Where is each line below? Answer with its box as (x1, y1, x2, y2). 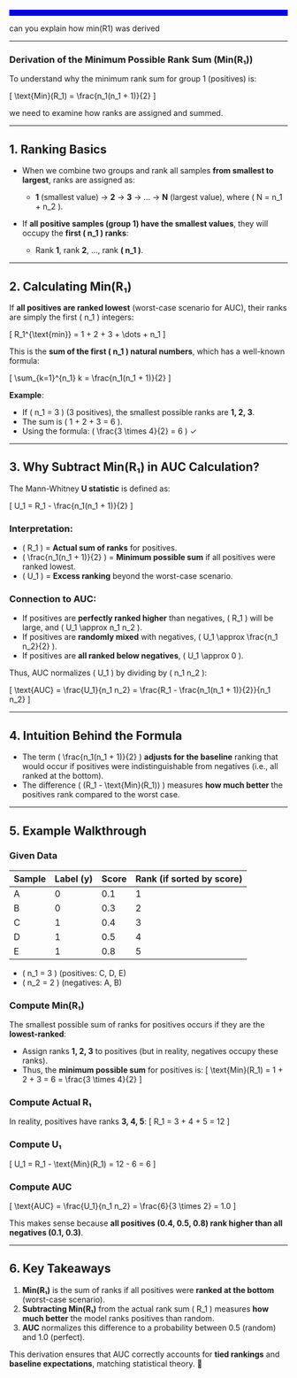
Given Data (9, 850, 57, 862)
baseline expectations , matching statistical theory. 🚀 (9, 1358, 203, 1368)
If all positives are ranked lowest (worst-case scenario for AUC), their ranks (9, 302, 287, 312)
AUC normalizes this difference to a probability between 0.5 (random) (21, 1322, 277, 1333)
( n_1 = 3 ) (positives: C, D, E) (21, 967, 126, 978)
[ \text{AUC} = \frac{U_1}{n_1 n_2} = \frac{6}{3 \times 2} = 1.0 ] (9, 1201, 237, 1212)
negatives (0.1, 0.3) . (9, 1228, 84, 1238)
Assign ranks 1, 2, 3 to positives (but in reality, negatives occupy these (21, 1046, 278, 1057)
